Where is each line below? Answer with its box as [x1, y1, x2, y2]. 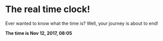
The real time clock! [5, 4, 90, 15]
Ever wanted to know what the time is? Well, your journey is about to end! [5, 20, 158, 26]
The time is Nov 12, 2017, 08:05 [5, 30, 72, 36]
